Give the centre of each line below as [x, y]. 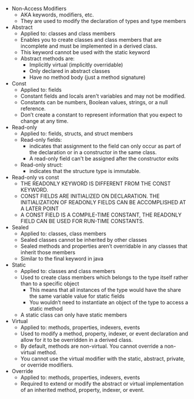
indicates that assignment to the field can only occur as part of [105, 146]
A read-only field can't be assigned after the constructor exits [104, 159]
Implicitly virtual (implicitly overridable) [76, 65]
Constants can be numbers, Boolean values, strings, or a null [94, 102]
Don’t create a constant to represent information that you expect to [101, 115]
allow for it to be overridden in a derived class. [77, 340]
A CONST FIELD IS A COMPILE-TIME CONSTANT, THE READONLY [101, 215]
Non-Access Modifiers [39, 9]
